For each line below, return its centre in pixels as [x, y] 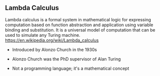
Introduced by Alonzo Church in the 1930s [54, 49]
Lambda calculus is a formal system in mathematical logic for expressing [78, 19]
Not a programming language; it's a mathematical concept [70, 68]
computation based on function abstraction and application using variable [79, 25]
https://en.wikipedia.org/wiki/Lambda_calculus [52, 40]
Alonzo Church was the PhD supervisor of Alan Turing [66, 59]
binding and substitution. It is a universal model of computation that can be [80, 30]
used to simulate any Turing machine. [43, 35]
